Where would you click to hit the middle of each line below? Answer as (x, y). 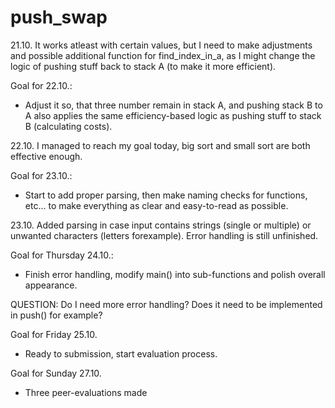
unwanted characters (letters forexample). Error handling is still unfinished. (164, 235)
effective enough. (46, 156)
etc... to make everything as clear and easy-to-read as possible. (156, 205)
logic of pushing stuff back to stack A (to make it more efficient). (143, 66)
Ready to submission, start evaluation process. (121, 353)
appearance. (51, 285)
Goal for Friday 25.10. (54, 334)
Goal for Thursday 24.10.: (62, 255)
